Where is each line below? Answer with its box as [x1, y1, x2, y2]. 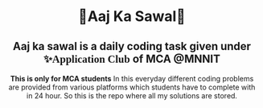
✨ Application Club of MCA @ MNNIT [43, 52, 220, 65]
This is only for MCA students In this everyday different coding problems [10, 74, 254, 83]
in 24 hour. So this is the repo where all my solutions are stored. [26, 91, 238, 100]
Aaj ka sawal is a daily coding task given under [12, 39, 252, 53]
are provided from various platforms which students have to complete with [8, 82, 256, 92]
